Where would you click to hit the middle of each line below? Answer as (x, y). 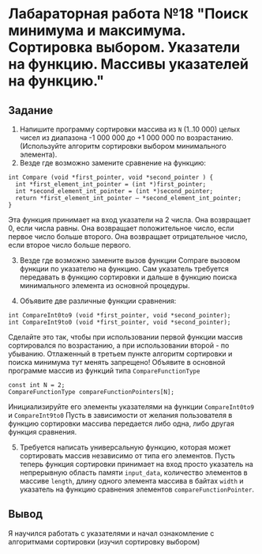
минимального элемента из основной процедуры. (105, 285)
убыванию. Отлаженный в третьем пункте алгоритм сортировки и (120, 354)
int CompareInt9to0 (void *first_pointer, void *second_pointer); (120, 322)
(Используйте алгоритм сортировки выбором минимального (123, 146)
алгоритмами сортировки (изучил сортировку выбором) (104, 541)
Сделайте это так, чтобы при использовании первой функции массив (125, 337)
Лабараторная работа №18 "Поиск (128, 14)
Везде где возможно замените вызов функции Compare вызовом (130, 260)
